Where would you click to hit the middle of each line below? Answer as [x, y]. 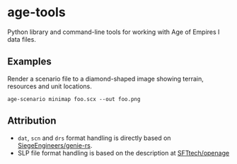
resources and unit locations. [50, 86]
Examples [29, 62]
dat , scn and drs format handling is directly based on [94, 138]
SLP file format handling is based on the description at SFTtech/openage [123, 153]
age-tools [36, 12]
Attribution [32, 121]
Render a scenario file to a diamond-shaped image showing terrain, [105, 78]
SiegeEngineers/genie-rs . [55, 145]
